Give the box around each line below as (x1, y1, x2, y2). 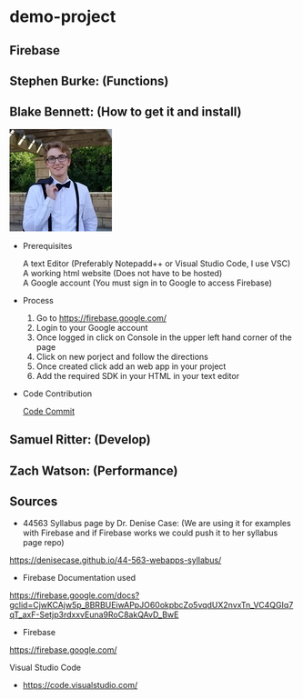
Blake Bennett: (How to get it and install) (9, 105, 242, 120)
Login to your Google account (35, 322, 148, 333)
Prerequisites (22, 240, 73, 251)
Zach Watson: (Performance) (9, 463, 178, 478)
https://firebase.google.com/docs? (9, 590, 140, 601)
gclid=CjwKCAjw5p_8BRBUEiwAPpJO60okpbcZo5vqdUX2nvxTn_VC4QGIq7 (9, 600, 294, 611)
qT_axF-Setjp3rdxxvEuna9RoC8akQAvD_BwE (9, 609, 179, 620)
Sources (9, 494, 58, 509)
